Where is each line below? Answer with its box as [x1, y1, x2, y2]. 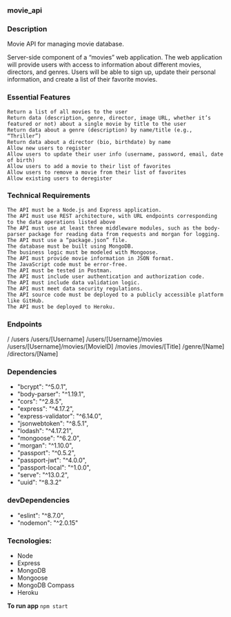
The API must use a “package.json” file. [7, 237, 128, 243]
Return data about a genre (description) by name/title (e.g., [7, 127, 193, 133]
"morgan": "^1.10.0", [17, 441, 74, 450]
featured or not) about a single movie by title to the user [7, 120, 187, 127]
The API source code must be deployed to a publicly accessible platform [7, 291, 224, 298]
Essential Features [7, 93, 71, 102]
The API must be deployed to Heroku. [7, 303, 116, 310]
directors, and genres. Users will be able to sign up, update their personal [7, 68, 216, 76]
